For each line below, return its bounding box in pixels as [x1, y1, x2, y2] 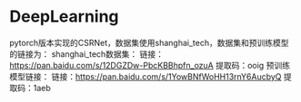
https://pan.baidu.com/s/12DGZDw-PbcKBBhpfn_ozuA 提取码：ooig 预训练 [9, 60, 291, 70]
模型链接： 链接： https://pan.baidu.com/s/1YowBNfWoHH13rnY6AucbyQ [9, 70, 282, 82]
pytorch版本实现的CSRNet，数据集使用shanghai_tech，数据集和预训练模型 [9, 37, 289, 48]
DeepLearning [9, 6, 120, 27]
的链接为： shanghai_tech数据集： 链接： [9, 48, 165, 60]
